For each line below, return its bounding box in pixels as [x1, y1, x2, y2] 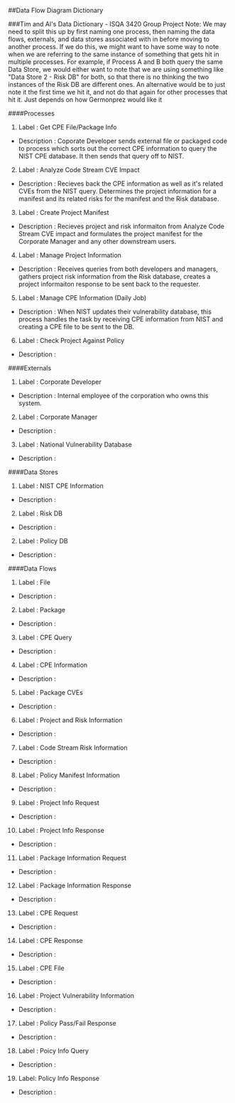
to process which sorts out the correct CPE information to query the [18, 144, 217, 152]
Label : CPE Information [18, 661, 88, 669]
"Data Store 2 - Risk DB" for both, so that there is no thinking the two [8, 73, 209, 81]
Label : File [18, 578, 50, 586]
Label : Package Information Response [18, 881, 132, 890]
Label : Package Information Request [18, 853, 126, 862]
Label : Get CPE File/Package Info [18, 123, 117, 131]
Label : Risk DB [18, 509, 63, 518]
